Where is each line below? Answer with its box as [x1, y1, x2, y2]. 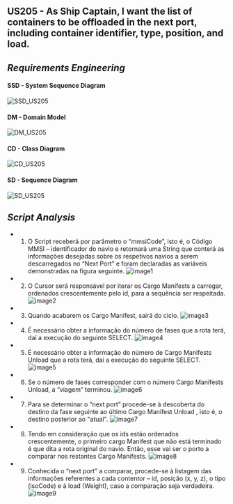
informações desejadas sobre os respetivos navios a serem [27, 252, 198, 261]
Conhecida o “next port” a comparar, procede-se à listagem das [27, 467, 212, 475]
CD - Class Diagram [7, 144, 65, 153]
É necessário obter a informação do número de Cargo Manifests [27, 349, 212, 357]
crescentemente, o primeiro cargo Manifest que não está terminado [27, 437, 222, 445]
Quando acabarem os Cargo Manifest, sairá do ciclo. [27, 312, 179, 320]
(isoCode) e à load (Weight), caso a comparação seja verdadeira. [27, 482, 215, 490]
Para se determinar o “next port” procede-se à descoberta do [27, 400, 205, 408]
